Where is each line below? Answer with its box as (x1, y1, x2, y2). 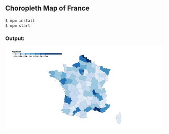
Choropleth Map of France (5, 4, 90, 13)
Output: (5, 35, 25, 42)
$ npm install (5, 18, 35, 23)
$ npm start (5, 23, 30, 28)
